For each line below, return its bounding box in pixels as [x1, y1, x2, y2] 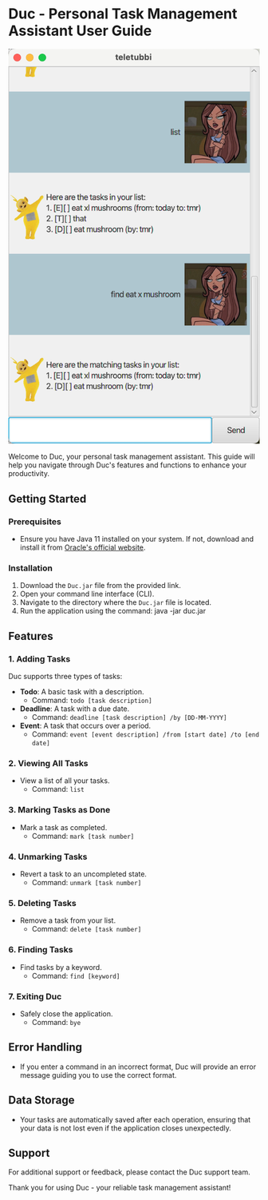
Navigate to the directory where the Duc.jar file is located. [19, 598, 212, 607]
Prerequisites [8, 516, 61, 527]
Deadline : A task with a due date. [19, 704, 130, 713]
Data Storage [8, 1094, 75, 1107]
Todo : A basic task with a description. [19, 687, 145, 697]
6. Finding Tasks [8, 944, 73, 956]
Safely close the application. [19, 1008, 113, 1019]
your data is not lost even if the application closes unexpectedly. [19, 1123, 231, 1133]
